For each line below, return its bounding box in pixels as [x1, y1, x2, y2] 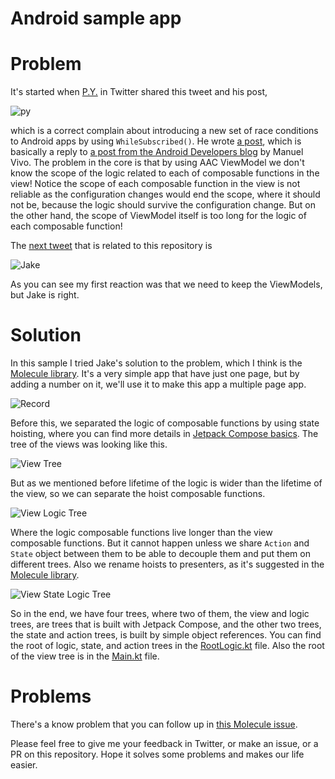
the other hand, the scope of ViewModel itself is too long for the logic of [10, 210, 307, 222]
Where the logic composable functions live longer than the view [10, 527, 273, 539]
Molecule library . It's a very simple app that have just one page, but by [10, 368, 300, 380]
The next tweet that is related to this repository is [10, 240, 213, 252]
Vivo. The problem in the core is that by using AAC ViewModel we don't [10, 157, 305, 169]
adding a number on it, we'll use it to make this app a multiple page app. [10, 378, 307, 391]
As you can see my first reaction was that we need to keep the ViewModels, [10, 278, 323, 291]
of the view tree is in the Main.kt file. [10, 650, 160, 662]
